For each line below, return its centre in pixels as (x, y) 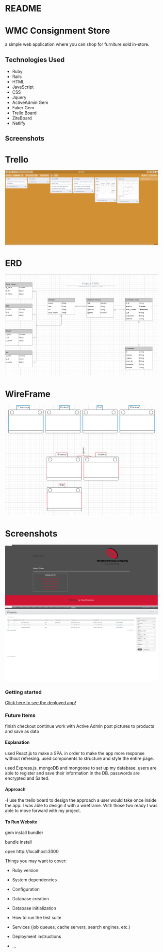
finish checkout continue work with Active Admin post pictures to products (80, 726)
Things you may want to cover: (36, 861)
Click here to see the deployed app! (41, 703)
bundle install (18, 842)
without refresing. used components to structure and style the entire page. (80, 758)
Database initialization (34, 908)
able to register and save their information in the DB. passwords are (72, 773)
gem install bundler (24, 833)
